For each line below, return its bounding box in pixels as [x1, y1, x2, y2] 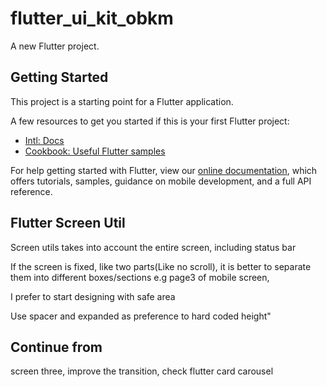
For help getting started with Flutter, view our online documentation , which [10, 164, 318, 176]
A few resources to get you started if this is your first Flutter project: [10, 115, 290, 127]
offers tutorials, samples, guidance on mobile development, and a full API [10, 175, 312, 187]
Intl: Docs [24, 134, 65, 146]
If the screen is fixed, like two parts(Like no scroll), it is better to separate [10, 260, 312, 272]
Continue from [10, 338, 103, 356]
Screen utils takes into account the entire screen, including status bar [10, 241, 297, 253]
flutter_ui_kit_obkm [10, 7, 174, 30]
